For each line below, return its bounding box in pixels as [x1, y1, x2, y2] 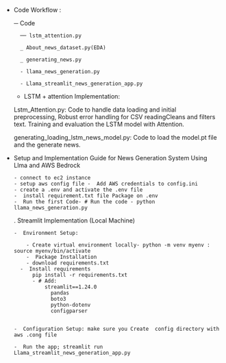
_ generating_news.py [20, 56, 82, 63]
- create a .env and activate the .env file [13, 186, 143, 193]
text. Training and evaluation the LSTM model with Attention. [13, 120, 185, 128]
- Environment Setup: [13, 229, 79, 236]
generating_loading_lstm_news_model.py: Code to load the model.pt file [13, 134, 217, 141]
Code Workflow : [13, 6, 62, 14]
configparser [50, 308, 88, 314]
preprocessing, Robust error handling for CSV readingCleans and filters [13, 113, 216, 121]
